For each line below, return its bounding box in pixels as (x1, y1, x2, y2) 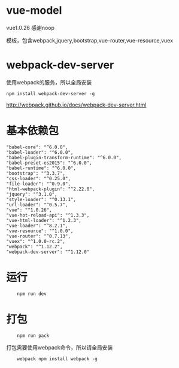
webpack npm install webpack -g (17, 355, 98, 362)
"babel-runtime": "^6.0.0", (6, 165, 77, 171)
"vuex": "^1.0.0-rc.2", (6, 238, 66, 244)
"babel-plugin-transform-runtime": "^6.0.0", (6, 154, 122, 160)
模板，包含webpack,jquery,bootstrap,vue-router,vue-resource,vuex (6, 37, 174, 44)
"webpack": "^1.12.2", (6, 244, 63, 250)
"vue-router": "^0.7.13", (6, 233, 71, 239)
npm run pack (17, 333, 50, 339)
